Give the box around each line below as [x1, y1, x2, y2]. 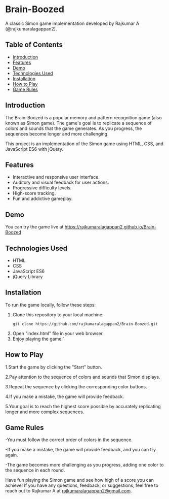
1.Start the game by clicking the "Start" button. [5, 364, 102, 370]
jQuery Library [12, 274, 43, 280]
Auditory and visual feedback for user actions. [12, 179, 109, 186]
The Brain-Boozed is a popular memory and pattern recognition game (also [5, 114, 162, 120]
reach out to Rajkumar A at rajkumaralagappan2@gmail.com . [5, 488, 132, 494]
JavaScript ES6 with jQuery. [5, 146, 64, 152]
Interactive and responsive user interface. [12, 174, 100, 180]
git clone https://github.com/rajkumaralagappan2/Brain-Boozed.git [12, 321, 158, 326]
